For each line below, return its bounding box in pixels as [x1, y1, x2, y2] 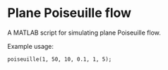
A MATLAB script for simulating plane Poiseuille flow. [7, 28, 161, 37]
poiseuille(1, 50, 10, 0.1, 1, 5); [7, 55, 112, 63]
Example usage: [7, 42, 54, 50]
